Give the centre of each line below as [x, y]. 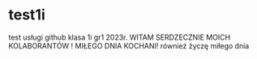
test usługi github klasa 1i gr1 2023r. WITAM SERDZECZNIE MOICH [120, 37]
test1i [27, 15]
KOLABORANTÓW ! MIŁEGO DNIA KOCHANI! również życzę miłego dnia [129, 45]
